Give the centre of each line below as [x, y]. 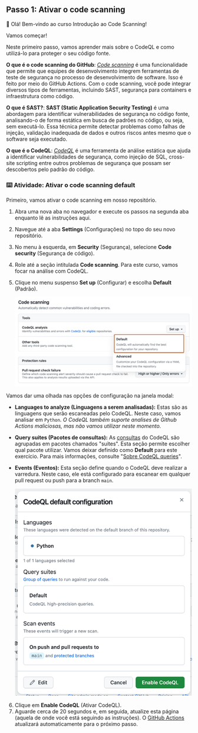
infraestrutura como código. [40, 96]
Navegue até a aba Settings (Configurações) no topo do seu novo [95, 230]
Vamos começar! [27, 35]
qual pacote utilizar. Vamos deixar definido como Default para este [96, 450]
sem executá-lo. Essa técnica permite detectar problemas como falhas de [96, 126]
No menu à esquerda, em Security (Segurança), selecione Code [93, 247]
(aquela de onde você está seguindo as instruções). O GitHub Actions [99, 718]
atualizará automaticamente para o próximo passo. [76, 724]
